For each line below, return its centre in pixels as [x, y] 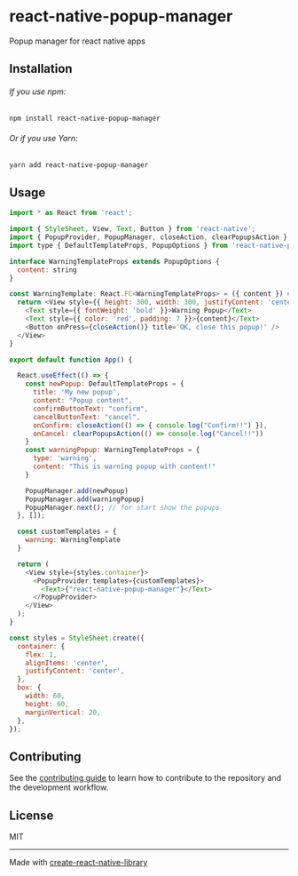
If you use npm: [38, 92]
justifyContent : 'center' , [75, 671]
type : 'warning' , [65, 458]
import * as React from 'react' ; [71, 213]
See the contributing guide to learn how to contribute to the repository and [145, 778]
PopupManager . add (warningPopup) [85, 499]
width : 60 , [45, 696]
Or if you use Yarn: [43, 138]
